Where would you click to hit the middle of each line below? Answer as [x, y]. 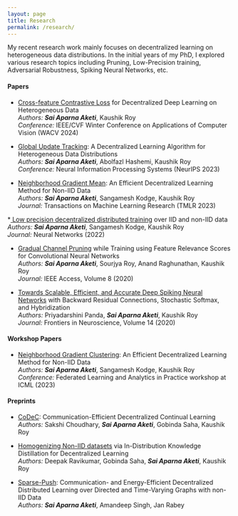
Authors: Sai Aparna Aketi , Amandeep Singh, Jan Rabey [101, 505]
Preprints [21, 401]
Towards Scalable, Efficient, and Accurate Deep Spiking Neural [110, 292]
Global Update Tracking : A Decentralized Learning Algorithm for [112, 146]
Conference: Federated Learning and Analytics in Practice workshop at [122, 377]
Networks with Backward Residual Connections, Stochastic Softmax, [118, 300]
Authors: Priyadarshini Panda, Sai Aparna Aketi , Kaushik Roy [108, 315]
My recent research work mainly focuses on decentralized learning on [110, 48]
